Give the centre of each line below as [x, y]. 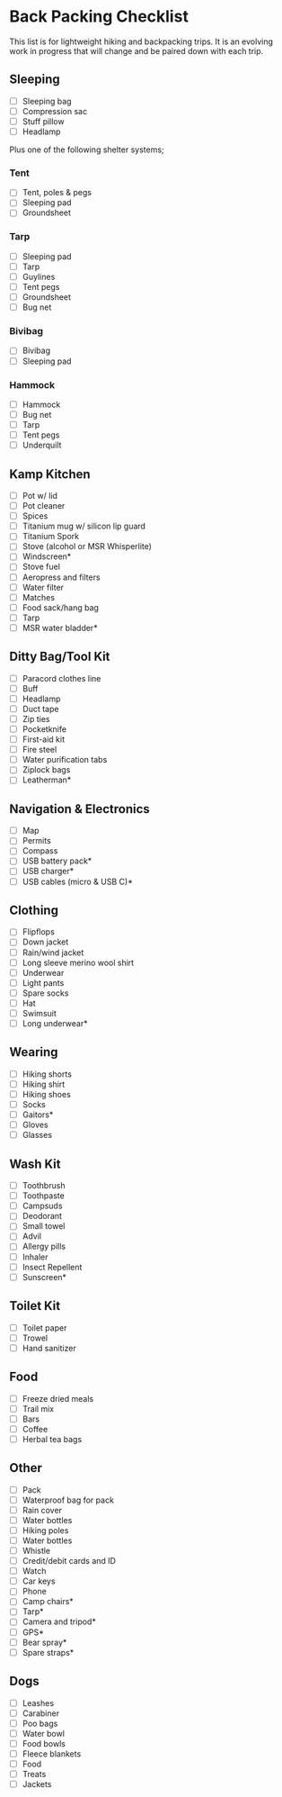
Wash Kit [35, 1164]
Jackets [37, 1784]
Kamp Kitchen [50, 474]
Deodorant [42, 1216]
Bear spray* [44, 1642]
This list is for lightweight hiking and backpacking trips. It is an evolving [141, 41]
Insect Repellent [52, 1267]
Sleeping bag [47, 101]
